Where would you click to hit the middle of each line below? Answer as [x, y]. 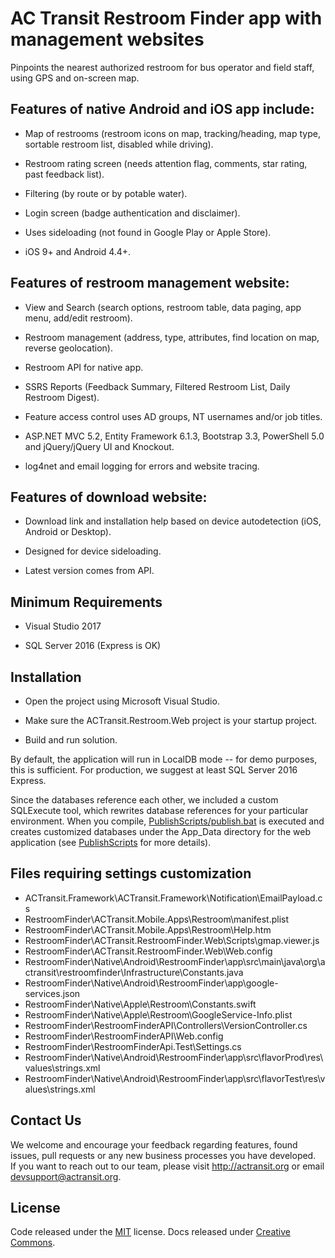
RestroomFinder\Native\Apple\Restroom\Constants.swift [140, 1004]
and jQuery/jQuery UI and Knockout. [99, 446]
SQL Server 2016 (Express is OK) [93, 646]
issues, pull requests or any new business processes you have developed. [163, 1155]
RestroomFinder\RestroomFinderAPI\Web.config [124, 1036]
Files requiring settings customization [131, 873]
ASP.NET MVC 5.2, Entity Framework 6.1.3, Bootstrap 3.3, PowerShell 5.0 [174, 436]
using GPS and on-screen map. [75, 78]
